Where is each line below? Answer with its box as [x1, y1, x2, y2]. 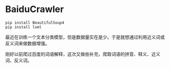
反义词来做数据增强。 [5, 40, 50, 46]
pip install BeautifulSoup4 [5, 20, 65, 25]
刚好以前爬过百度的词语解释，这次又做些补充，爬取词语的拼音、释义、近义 [5, 51, 160, 57]
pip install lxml [5, 24, 42, 30]
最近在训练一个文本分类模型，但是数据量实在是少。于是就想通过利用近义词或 [5, 34, 165, 40]
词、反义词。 [5, 57, 32, 63]
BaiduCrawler [5, 4, 64, 15]
